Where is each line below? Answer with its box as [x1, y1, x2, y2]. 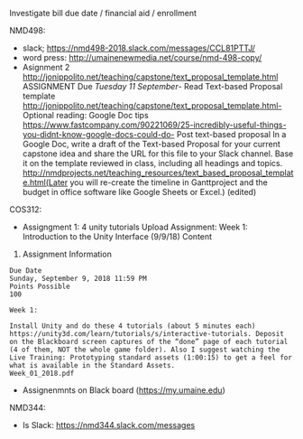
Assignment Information [22, 248, 113, 259]
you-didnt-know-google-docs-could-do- [22, 129, 175, 139]
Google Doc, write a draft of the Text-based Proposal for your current [22, 139, 281, 149]
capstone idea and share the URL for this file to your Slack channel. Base [22, 148, 294, 159]
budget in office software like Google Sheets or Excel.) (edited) [22, 187, 257, 197]
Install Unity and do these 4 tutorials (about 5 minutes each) [9, 322, 256, 331]
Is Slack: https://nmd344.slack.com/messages [22, 420, 196, 430]
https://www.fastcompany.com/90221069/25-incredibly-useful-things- [22, 119, 287, 130]
